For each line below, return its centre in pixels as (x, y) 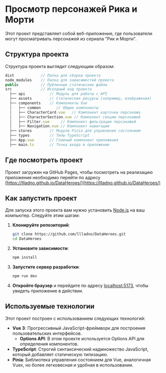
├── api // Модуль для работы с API (58, 94)
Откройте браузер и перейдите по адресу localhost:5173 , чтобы (80, 285)
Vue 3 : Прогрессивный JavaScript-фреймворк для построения (79, 328)
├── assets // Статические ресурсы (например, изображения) (81, 99)
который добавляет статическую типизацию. (60, 354)
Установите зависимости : (41, 248)
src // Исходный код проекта (49, 89)
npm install (25, 258)
